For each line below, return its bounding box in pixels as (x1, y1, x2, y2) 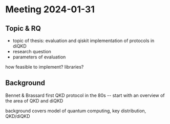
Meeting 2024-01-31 (5, 4, 95, 15)
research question (12, 49, 51, 54)
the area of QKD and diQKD (5, 97, 63, 104)
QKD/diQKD (5, 113, 30, 119)
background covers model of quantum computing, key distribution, (5, 108, 146, 114)
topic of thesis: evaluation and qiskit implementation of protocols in (12, 37, 155, 44)
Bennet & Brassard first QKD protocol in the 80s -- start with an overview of (5, 92, 165, 98)
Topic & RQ (5, 24, 41, 33)
